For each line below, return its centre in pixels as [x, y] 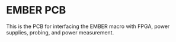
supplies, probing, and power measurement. [60, 32]
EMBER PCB [36, 10]
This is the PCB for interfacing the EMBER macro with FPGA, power [88, 26]
